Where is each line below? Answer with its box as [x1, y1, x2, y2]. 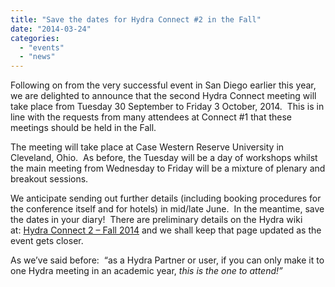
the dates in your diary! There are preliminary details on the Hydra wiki [10, 214, 303, 226]
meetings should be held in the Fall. [10, 122, 157, 134]
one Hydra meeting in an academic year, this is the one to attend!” [10, 265, 283, 277]
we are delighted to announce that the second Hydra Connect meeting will [10, 90, 317, 102]
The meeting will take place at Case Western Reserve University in [10, 141, 285, 153]
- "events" [19, 42, 65, 53]
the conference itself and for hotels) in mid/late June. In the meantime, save [10, 203, 325, 215]
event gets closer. [10, 235, 84, 247]
